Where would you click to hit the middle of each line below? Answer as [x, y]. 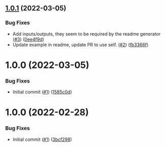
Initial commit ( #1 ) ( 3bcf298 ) [42, 139]
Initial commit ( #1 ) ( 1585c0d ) [42, 92]
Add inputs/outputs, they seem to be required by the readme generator [87, 34]
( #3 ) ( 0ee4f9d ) [28, 39]
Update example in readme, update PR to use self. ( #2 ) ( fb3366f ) [80, 45]
